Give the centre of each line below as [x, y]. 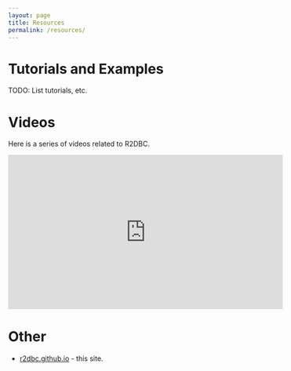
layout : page [29, 15]
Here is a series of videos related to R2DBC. [79, 144]
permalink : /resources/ [47, 30]
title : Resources [36, 23]
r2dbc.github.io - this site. [61, 358]
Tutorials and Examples [86, 69]
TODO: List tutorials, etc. [48, 90]
